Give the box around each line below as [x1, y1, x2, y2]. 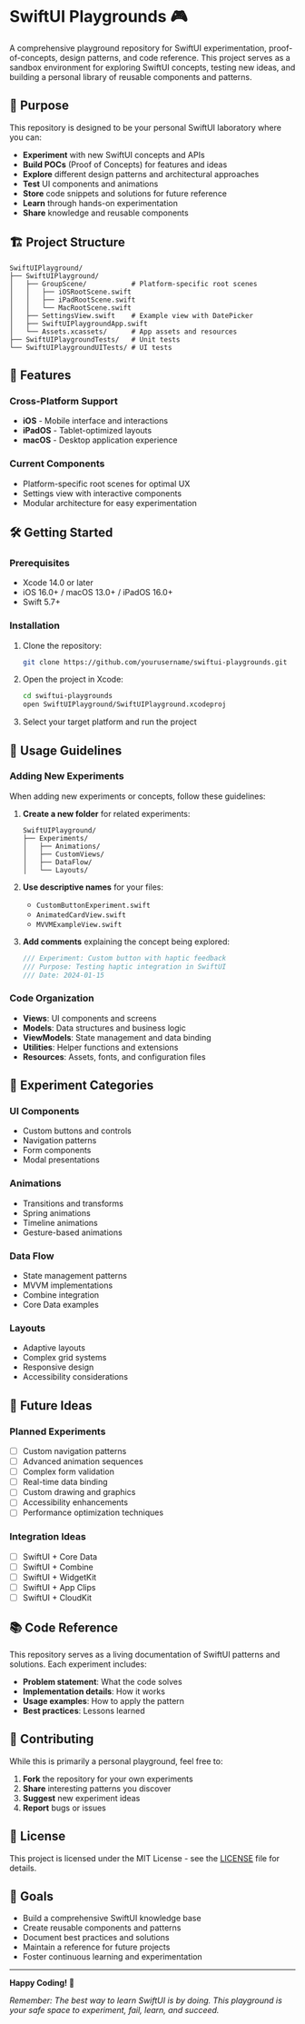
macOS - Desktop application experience [22, 434, 178, 445]
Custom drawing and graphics [22, 1487, 136, 1498]
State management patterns [22, 1271, 127, 1281]
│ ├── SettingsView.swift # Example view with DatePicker [9, 311, 254, 320]
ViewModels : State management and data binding [22, 1032, 212, 1042]
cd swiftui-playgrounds [22, 692, 113, 701]
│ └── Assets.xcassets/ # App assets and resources [9, 327, 238, 336]
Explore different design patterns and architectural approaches [22, 168, 260, 179]
